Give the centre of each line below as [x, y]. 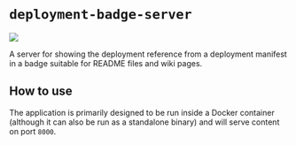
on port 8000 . [33, 131]
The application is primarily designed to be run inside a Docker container [142, 112]
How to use [41, 92]
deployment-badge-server [101, 15]
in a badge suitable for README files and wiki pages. [106, 63]
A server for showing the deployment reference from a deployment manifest [148, 54]
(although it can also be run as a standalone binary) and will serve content [144, 122]
